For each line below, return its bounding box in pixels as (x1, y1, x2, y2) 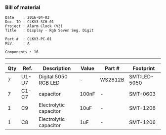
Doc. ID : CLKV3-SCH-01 (5, 19, 54, 25)
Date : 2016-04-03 (5, 15, 50, 20)
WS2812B (100, 76, 124, 83)
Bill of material (5, 4, 41, 11)
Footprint (132, 65, 155, 72)
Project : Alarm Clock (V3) (5, 24, 63, 29)
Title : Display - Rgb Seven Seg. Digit (5, 28, 94, 33)
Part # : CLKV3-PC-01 (5, 36, 52, 42)
